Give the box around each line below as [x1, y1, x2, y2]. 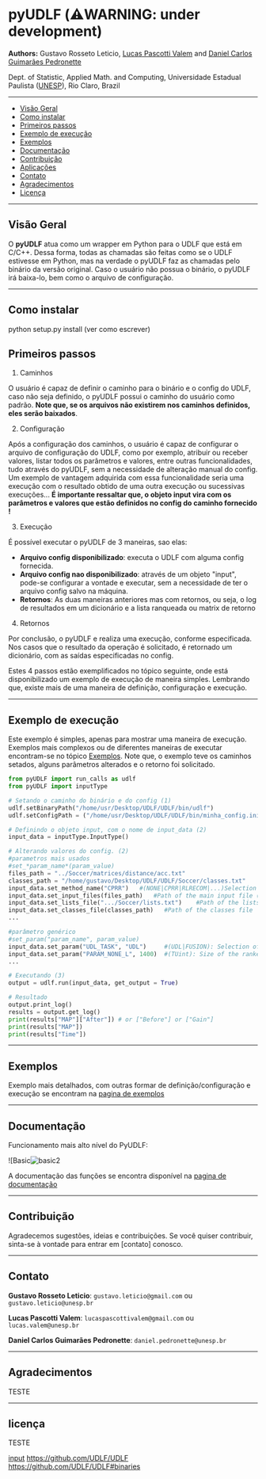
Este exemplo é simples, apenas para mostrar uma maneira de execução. [8, 734, 247, 744]
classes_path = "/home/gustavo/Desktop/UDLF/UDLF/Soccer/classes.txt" [8, 877, 246, 885]
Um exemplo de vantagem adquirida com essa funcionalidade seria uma [8, 473, 244, 482]
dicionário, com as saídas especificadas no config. [8, 651, 174, 661]
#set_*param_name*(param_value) [8, 862, 115, 871]
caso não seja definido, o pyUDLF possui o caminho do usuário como [8, 392, 235, 402]
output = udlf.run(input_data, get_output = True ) [8, 979, 179, 987]
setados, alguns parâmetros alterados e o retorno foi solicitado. [8, 760, 215, 769]
